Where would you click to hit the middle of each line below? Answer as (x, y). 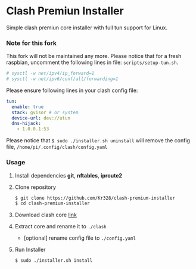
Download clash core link (46, 215)
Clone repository (35, 187)
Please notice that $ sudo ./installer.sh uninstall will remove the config (98, 140)
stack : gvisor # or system (45, 112)
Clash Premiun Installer (65, 11)
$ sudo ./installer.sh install (54, 261)
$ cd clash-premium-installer (52, 204)
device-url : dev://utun (41, 118)
